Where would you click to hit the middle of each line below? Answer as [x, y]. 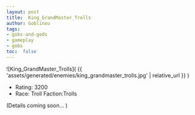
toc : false [21, 52]
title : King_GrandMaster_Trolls [49, 18]
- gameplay [20, 40]
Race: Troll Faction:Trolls [46, 93]
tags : [13, 29]
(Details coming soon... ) [37, 105]
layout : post [23, 12]
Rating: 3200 [31, 87]
